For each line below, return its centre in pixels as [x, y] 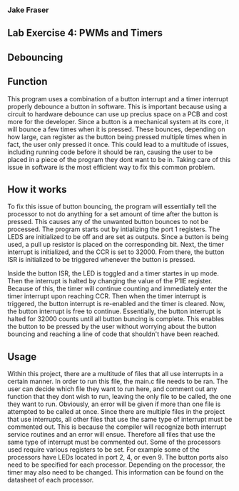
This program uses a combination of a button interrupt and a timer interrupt [118, 98]
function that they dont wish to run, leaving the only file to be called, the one [119, 397]
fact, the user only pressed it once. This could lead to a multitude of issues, [118, 144]
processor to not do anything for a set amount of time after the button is [113, 214]
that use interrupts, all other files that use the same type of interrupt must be [120, 420]
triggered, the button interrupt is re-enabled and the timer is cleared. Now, [116, 304]
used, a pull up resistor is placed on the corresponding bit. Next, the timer [116, 245]
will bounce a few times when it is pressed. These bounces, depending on [116, 129]
